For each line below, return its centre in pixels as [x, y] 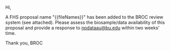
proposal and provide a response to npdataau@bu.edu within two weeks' [82, 28]
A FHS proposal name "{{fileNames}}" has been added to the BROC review [84, 17]
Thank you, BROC [24, 43]
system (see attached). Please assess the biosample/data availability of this [85, 22]
